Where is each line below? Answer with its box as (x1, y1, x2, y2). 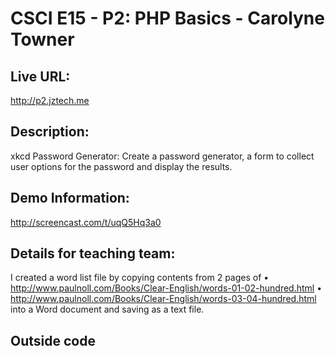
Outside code (10, 332, 96, 349)
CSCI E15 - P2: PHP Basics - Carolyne (10, 7, 325, 30)
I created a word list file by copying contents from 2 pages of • (10, 272, 270, 284)
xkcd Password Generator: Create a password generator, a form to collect (10, 150, 315, 162)
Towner (10, 28, 75, 51)
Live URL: (10, 68, 71, 85)
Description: (10, 123, 90, 141)
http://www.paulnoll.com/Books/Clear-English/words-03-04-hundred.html (10, 293, 317, 305)
